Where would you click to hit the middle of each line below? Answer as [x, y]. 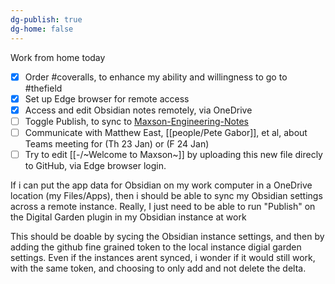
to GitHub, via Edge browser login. [95, 165]
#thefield [43, 88]
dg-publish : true [46, 19]
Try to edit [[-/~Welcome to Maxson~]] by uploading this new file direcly [173, 154]
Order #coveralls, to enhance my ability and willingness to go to [156, 77]
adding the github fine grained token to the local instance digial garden [156, 247]
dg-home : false [42, 29]
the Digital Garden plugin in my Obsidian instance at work [128, 217]
